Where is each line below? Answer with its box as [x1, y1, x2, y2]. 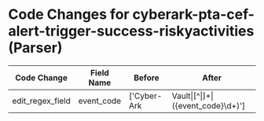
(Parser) [8, 39, 63, 57]
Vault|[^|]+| [171, 90, 214, 101]
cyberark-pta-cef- [132, 5, 255, 24]
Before [133, 72, 159, 83]
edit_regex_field [12, 95, 71, 106]
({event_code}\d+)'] [171, 100, 246, 111]
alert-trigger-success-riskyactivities [8, 22, 255, 40]
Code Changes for [8, 5, 130, 24]
